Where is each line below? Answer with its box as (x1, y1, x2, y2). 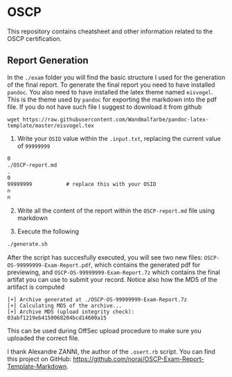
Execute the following (17, 227, 80, 235)
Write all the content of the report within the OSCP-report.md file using (17, 206, 215, 215)
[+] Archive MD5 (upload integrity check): (7, 308, 135, 315)
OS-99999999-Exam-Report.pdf (7, 262, 91, 269)
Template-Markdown (7, 362, 67, 370)
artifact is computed (7, 283, 65, 291)
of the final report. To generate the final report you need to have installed (7, 81, 215, 89)
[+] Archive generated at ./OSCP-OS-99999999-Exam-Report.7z (7, 296, 188, 303)
